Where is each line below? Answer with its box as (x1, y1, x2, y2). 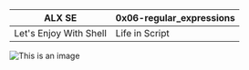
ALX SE (44, 12, 78, 24)
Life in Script (115, 27, 171, 39)
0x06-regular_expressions (115, 12, 235, 24)
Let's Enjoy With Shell (14, 27, 108, 39)
